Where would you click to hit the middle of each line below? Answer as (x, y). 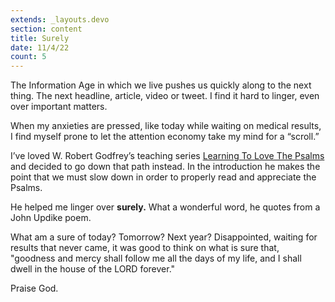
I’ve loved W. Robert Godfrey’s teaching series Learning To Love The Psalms (167, 156)
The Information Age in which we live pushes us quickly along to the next (161, 85)
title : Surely (40, 38)
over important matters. (59, 107)
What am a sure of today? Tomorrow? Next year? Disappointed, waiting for (164, 237)
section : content (46, 29)
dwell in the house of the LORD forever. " (93, 269)
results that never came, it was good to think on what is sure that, (145, 248)
